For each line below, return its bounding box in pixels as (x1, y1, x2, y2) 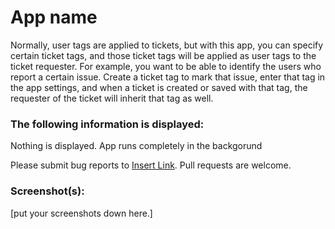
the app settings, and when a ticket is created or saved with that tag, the (10, 81, 308, 93)
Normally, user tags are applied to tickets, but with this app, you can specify (10, 39, 324, 51)
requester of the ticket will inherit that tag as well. (10, 92, 214, 104)
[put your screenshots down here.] (10, 207, 153, 219)
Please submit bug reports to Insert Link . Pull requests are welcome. (10, 159, 292, 171)
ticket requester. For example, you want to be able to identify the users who (10, 60, 322, 72)
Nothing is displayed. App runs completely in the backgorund (10, 140, 263, 152)
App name (10, 6, 98, 29)
